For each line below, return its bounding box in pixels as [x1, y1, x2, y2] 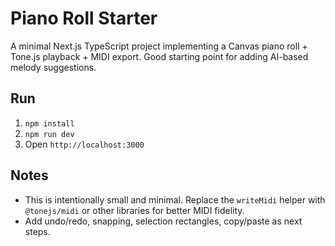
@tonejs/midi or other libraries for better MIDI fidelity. [24, 204, 245, 216]
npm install [24, 118, 75, 129]
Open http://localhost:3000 [24, 138, 145, 150]
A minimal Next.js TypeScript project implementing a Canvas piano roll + [10, 40, 308, 52]
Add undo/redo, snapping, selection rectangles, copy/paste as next [24, 215, 303, 227]
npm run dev [24, 129, 75, 139]
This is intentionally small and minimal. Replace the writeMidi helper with [24, 193, 326, 206]
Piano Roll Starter [10, 7, 158, 30]
